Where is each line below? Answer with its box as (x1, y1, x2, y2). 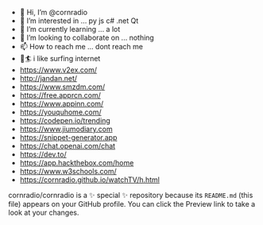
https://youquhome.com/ (19, 107, 102, 117)
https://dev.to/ (19, 149, 67, 159)
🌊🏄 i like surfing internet (19, 54, 101, 63)
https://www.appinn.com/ (19, 99, 104, 108)
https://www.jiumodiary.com (19, 124, 113, 134)
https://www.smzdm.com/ (19, 82, 106, 91)
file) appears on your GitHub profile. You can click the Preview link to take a (8, 200, 256, 208)
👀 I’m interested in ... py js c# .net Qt (19, 16, 139, 25)
